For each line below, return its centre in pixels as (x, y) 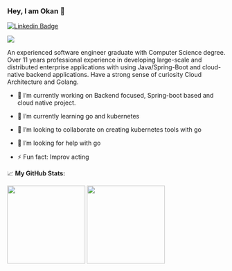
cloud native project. (46, 103)
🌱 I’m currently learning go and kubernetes (78, 116)
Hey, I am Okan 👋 (36, 11)
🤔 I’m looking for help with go (59, 143)
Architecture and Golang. (43, 82)
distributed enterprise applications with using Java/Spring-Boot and (104, 67)
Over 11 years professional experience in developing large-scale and (105, 60)
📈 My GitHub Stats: (36, 173)
